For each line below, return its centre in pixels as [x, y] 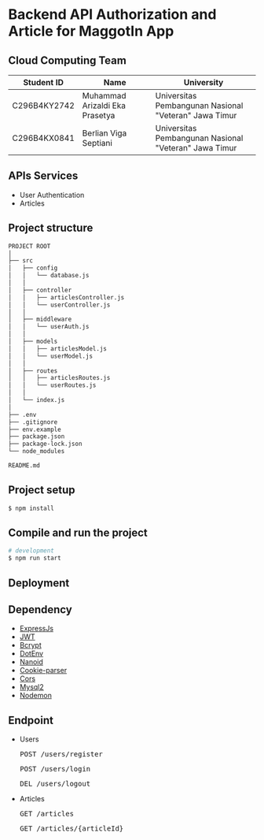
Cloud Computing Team [68, 60]
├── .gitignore [33, 422]
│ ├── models [33, 341]
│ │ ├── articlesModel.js [58, 348]
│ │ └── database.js [49, 276]
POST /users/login [55, 769]
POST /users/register [61, 755]
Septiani [97, 143]
